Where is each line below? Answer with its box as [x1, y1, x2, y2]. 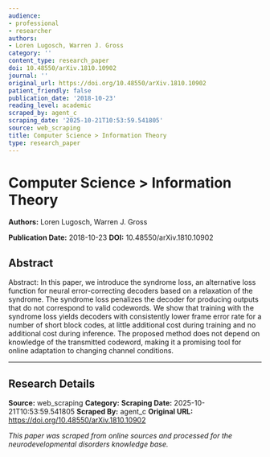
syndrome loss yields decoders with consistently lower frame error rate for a [8, 311, 262, 322]
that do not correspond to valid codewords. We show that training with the [8, 303, 255, 313]
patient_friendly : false [8, 86, 92, 95]
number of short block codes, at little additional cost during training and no [8, 320, 256, 330]
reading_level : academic [8, 101, 92, 109]
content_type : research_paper [8, 57, 110, 65]
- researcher [8, 27, 52, 35]
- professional [8, 19, 59, 27]
